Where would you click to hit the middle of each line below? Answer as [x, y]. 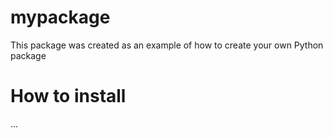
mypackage [60, 17]
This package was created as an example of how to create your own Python [167, 45]
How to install [68, 96]
